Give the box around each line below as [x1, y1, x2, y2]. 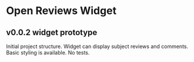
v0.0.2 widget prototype [6, 27, 98, 37]
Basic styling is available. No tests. [6, 49, 90, 56]
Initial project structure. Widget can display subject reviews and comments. [6, 43, 189, 50]
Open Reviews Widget [6, 4, 116, 18]
